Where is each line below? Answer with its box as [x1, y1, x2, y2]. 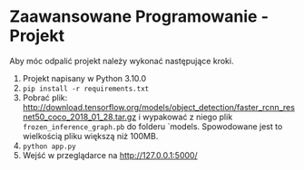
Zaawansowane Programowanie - [9, 6, 270, 27]
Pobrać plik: [22, 92, 68, 103]
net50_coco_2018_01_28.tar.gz [22, 111, 137, 122]
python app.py [22, 142, 76, 151]
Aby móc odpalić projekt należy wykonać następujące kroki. [9, 55, 234, 66]
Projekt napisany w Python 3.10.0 [22, 72, 147, 83]
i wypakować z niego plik [138, 111, 233, 122]
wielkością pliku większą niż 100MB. [22, 130, 159, 141]
